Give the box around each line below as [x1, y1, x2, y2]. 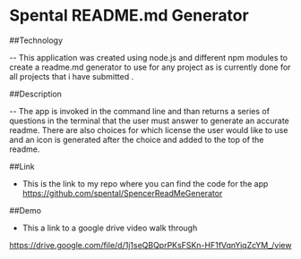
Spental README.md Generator [9, 5, 249, 26]
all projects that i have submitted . [9, 71, 134, 81]
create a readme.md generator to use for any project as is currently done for [9, 62, 291, 72]
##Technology [9, 35, 64, 46]
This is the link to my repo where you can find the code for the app [21, 178, 269, 188]
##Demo [9, 205, 42, 215]
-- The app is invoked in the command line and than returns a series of [9, 105, 271, 116]
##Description [9, 88, 63, 99]
